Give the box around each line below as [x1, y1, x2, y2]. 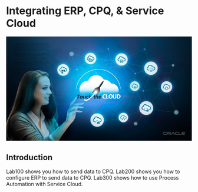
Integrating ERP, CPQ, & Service [6, 4, 164, 18]
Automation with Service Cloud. [6, 181, 84, 188]
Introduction [6, 152, 53, 163]
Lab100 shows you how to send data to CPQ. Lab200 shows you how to [6, 168, 180, 175]
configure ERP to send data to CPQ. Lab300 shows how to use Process [6, 174, 179, 181]
